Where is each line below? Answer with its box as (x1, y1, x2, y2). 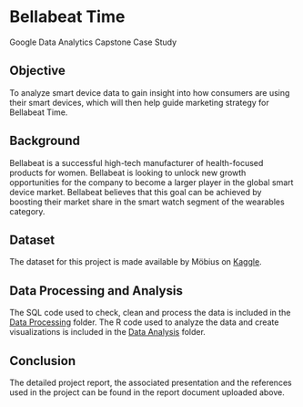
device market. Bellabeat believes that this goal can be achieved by (9, 186, 262, 197)
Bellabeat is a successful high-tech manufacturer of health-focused (9, 157, 264, 168)
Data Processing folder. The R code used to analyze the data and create (9, 317, 279, 328)
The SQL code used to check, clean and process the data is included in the (9, 308, 291, 318)
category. (9, 205, 45, 216)
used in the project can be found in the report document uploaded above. (9, 387, 285, 398)
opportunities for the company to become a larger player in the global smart (9, 176, 294, 188)
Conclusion (9, 353, 76, 369)
